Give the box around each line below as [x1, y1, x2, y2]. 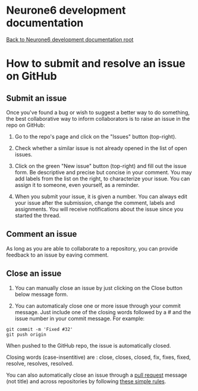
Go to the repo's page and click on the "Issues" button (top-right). [14, 133, 177, 140]
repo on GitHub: [6, 121, 46, 129]
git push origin [6, 331, 46, 337]
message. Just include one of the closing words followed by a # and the [14, 308, 191, 315]
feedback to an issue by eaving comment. [6, 251, 109, 258]
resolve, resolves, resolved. [6, 359, 74, 367]
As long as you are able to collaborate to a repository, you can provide [6, 245, 178, 252]
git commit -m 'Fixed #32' [6, 326, 73, 332]
